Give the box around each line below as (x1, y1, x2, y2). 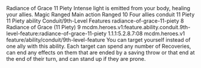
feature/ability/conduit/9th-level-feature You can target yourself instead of (6, 36, 191, 43)
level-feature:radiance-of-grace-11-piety (6, 30, 107, 37)
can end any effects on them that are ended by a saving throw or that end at (6, 49, 195, 56)
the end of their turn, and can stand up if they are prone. (6, 55, 146, 62)
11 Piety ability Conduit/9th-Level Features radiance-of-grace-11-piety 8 (6, 17, 184, 24)
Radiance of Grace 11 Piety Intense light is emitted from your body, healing (6, 5, 191, 11)
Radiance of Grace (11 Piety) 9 (6, 24, 81, 30)
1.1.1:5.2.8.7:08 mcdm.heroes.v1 (108, 30, 185, 37)
